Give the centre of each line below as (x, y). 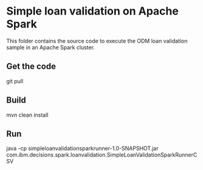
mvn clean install (27, 115)
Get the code (31, 66)
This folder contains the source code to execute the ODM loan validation (97, 41)
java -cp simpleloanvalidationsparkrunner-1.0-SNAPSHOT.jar (83, 148)
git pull (15, 81)
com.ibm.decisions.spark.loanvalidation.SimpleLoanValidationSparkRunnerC (102, 155)
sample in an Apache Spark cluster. (51, 47)
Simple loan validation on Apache (93, 11)
